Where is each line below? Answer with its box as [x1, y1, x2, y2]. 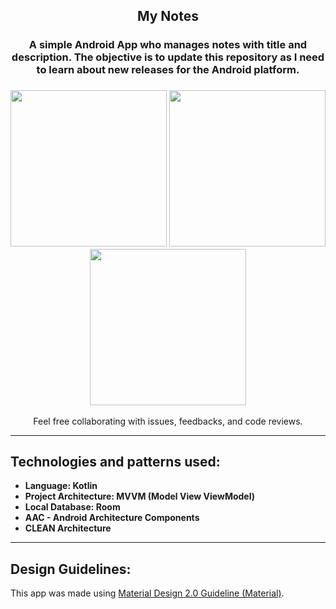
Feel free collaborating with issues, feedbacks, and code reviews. [33, 415, 303, 427]
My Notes [136, 8, 200, 25]
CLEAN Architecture [24, 522, 112, 534]
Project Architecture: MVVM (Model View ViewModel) [24, 490, 256, 503]
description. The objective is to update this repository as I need [11, 50, 325, 64]
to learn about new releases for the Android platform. [36, 63, 300, 77]
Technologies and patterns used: [10, 454, 221, 470]
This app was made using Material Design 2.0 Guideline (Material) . [10, 587, 285, 599]
